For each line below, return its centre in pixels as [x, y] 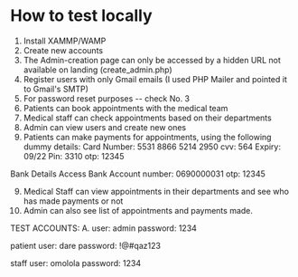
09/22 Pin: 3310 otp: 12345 [74, 156]
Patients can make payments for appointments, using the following [147, 137]
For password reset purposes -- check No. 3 [107, 98]
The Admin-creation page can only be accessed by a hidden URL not [152, 60]
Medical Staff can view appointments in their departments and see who [156, 191]
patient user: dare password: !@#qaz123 [86, 245]
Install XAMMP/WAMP [65, 41]
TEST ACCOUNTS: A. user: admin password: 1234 [104, 228]
